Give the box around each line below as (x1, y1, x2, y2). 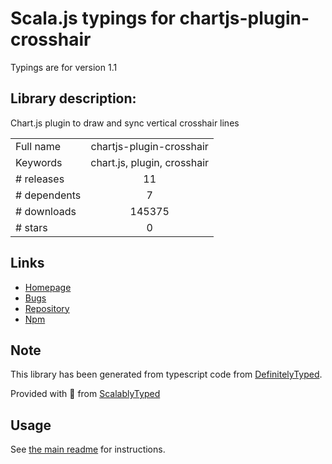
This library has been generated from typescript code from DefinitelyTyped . (10, 368, 323, 381)
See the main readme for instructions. (10, 443, 166, 456)
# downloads (15, 204, 77, 218)
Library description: (10, 90, 137, 107)
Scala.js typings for (10, 7, 176, 30)
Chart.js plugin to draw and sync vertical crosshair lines (10, 117, 240, 129)
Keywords (15, 155, 63, 169)
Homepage (24, 281, 72, 293)
